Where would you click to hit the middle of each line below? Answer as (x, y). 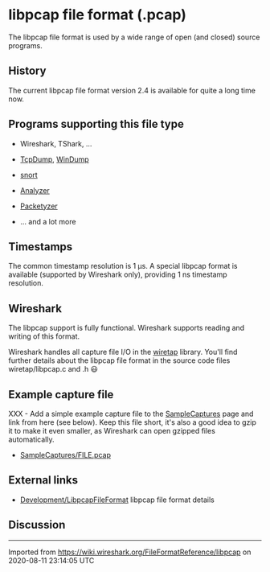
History (27, 71)
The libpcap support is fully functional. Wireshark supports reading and (127, 328)
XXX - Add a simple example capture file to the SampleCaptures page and (131, 414)
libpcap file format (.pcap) (98, 15)
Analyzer (35, 190)
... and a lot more (48, 221)
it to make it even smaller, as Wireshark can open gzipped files (112, 431)
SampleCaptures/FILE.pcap (65, 455)
